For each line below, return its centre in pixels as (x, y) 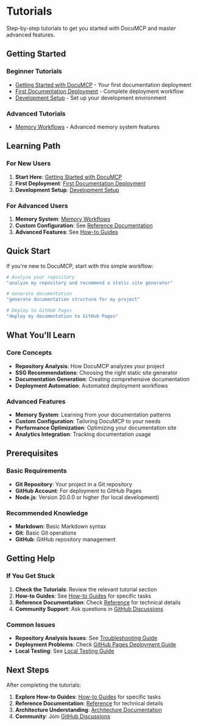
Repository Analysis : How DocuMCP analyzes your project (90, 366)
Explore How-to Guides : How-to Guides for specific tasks (88, 697)
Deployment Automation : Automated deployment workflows (92, 385)
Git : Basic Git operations (46, 533)
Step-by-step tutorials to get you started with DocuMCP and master (91, 28)
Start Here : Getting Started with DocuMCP (69, 177)
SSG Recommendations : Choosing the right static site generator (96, 372)
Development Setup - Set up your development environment (91, 98)
